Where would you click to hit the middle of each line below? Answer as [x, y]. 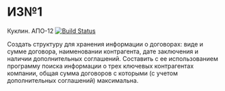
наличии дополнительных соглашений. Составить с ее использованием [113, 58]
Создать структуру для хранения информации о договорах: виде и [105, 44]
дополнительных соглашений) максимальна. [73, 80]
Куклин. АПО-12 [30, 31]
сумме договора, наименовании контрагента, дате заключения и [103, 51]
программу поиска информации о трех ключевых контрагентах [101, 66]
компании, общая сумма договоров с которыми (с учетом [93, 73]
